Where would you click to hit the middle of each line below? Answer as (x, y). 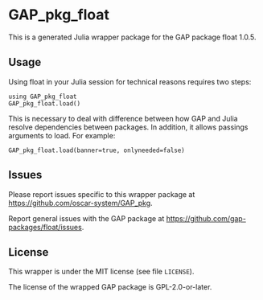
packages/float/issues (45, 227)
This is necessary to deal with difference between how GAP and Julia (123, 118)
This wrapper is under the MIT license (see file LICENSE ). (101, 272)
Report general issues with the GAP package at (86, 218)
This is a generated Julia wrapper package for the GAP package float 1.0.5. (132, 37)
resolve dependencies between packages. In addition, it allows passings (128, 127)
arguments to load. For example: (62, 135)
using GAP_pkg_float (43, 97)
